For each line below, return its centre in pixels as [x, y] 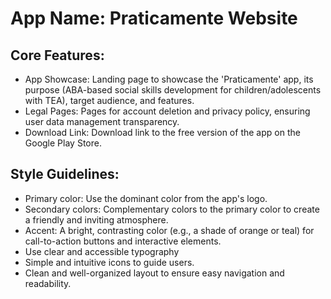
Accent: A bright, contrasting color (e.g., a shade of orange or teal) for [169, 230]
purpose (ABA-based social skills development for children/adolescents [173, 90]
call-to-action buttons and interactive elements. [123, 241]
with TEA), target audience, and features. [109, 100]
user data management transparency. [102, 121]
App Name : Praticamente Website [154, 18]
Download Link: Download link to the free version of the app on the [162, 132]
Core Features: [57, 55]
